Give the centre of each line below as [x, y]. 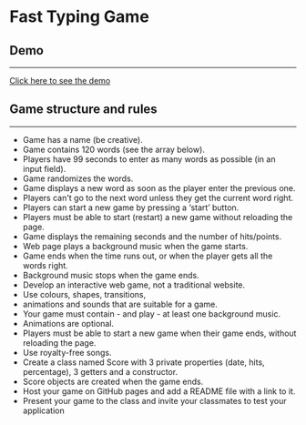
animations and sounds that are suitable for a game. [120, 304]
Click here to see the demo [60, 81]
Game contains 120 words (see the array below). [113, 149]
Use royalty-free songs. [67, 352]
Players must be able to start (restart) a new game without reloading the [158, 217]
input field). [44, 168]
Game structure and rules [83, 110]
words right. [45, 265]
